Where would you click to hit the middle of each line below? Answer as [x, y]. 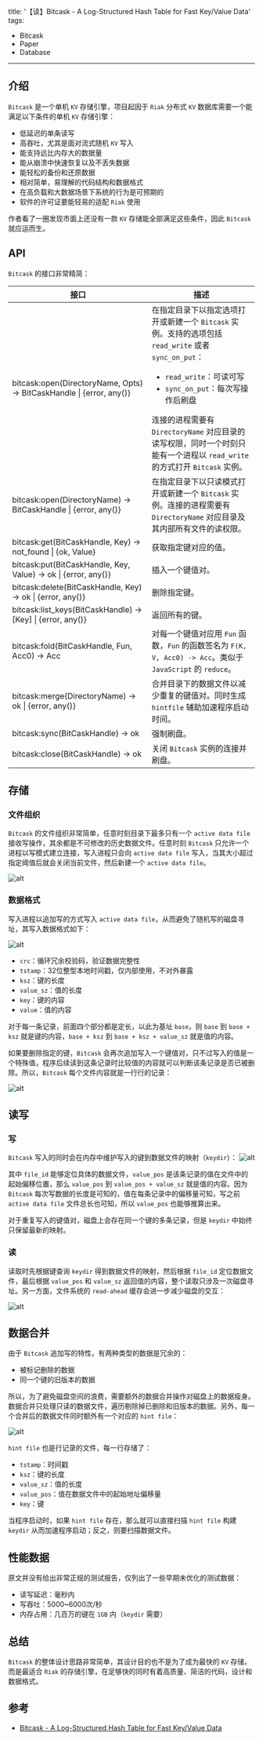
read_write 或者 [180, 345]
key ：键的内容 [42, 1000]
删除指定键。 [175, 593]
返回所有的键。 [179, 615]
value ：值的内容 [45, 1009]
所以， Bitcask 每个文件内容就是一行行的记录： [97, 1072]
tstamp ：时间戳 [44, 1465]
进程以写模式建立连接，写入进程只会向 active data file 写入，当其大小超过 [131, 853]
